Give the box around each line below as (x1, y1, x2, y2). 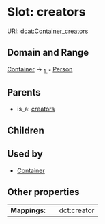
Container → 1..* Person (7, 65, 73, 75)
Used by (7, 148, 43, 160)
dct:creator (59, 205, 95, 215)
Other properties (7, 186, 80, 198)
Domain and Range (7, 47, 89, 58)
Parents (7, 87, 41, 98)
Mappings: (10, 205, 46, 215)
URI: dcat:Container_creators (7, 27, 89, 35)
